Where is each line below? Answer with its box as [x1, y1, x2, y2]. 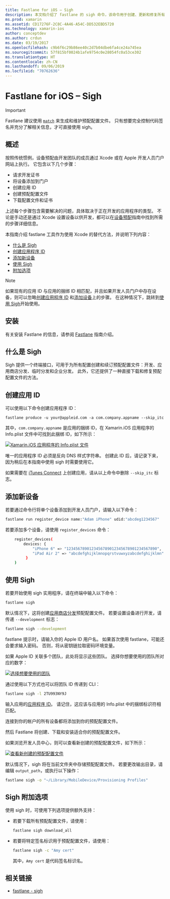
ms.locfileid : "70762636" [5, 69, 60, 74]
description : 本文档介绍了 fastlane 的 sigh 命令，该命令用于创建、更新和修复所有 [5, 12, 165, 17]
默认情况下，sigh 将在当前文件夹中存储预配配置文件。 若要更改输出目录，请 [5, 761, 163, 767]
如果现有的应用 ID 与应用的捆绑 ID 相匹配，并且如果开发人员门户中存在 [5, 288, 152, 294]
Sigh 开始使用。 [11, 300, 43, 306]
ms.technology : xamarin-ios [5, 26, 65, 31]
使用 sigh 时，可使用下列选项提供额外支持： [5, 807, 97, 813]
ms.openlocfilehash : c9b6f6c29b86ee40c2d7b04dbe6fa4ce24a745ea [5, 45, 142, 50]
